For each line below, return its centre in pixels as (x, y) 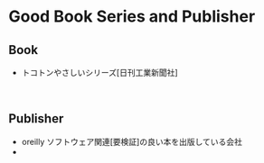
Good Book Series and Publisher (132, 17)
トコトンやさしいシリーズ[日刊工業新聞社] (99, 72)
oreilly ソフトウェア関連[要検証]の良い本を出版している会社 (132, 141)
